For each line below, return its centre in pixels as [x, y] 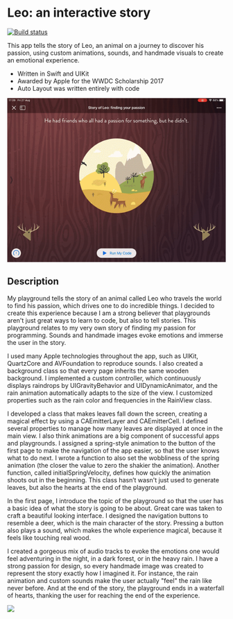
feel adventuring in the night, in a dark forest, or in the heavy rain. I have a [113, 558]
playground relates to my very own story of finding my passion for [102, 328]
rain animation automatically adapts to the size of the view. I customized [110, 393]
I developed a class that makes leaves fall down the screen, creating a [107, 414]
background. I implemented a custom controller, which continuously [104, 378]
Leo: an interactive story [79, 13]
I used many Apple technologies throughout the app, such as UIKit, [103, 356]
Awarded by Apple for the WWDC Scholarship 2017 [90, 80]
